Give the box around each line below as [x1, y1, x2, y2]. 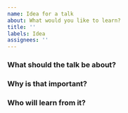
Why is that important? [7, 78, 88, 88]
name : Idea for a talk [7, 10, 74, 18]
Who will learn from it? [7, 97, 87, 107]
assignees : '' [7, 37, 49, 44]
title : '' [7, 23, 37, 30]
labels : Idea [7, 30, 46, 37]
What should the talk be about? [7, 60, 117, 70]
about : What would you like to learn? [7, 17, 121, 24]
